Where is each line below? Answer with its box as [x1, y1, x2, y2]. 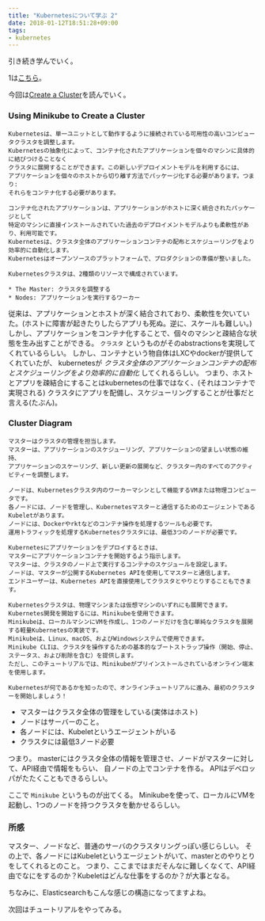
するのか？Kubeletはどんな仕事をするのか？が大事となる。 [42, 871, 234, 881]
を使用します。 [8, 668, 50, 676]
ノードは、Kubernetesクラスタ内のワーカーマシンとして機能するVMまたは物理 [8, 486, 228, 494]
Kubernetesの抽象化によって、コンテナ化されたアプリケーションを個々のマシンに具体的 [8, 147, 255, 154]
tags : [8, 26, 26, 34]
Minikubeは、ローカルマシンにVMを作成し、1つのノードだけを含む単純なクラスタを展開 [8, 618, 253, 626]
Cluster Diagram [8, 417, 73, 428]
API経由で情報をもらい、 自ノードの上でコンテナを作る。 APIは [21, 763, 228, 773]
